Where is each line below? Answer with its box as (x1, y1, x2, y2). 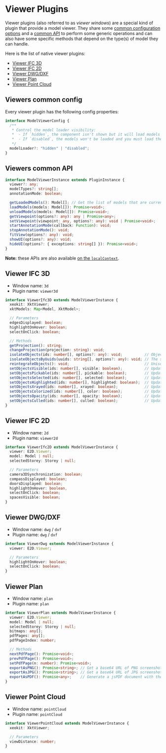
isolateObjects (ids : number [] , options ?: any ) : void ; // (9, 352, 149, 357)
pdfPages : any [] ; (9, 633, 45, 639)
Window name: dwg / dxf (12, 526, 62, 532)
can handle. (5, 41, 29, 47)
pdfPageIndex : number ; (9, 638, 56, 643)
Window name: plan (12, 595, 53, 601)
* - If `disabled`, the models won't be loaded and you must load (11, 137, 154, 142)
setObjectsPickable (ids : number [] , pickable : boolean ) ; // (9, 371, 149, 376)
